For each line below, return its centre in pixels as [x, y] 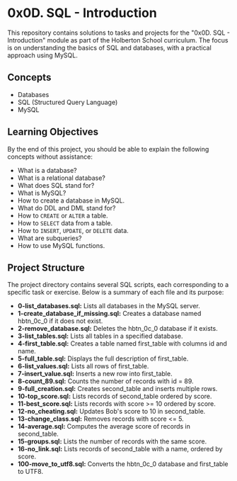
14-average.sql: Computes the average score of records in [104, 426]
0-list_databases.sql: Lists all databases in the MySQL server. [109, 306]
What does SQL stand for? [56, 185]
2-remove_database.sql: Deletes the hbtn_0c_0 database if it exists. [117, 329]
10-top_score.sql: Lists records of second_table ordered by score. [115, 396]
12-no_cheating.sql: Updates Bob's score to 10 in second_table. [111, 412]
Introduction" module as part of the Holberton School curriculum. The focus [118, 40]
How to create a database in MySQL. [71, 200]
